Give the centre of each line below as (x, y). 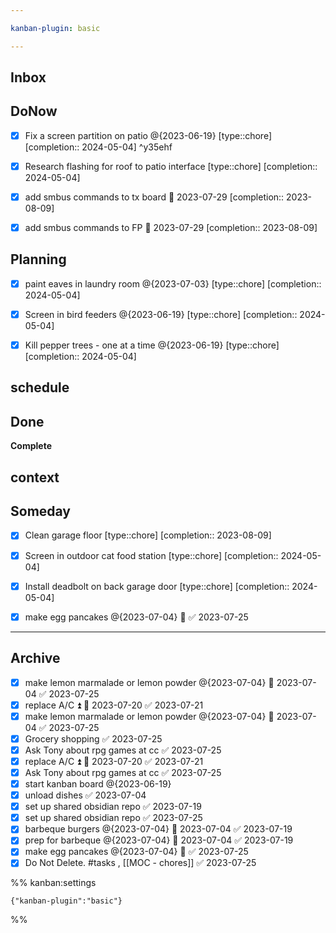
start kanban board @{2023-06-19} (98, 783)
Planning (38, 259)
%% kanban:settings (53, 883)
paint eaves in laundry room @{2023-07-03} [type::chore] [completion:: (173, 283)
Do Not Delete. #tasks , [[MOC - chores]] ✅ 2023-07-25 (140, 863)
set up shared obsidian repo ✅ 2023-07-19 (113, 807)
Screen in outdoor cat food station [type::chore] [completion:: (151, 555)
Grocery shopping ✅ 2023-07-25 (93, 738)
